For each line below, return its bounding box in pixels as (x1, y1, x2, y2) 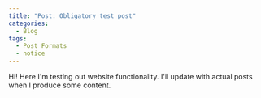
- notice (15, 49, 46, 58)
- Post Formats (15, 42, 67, 50)
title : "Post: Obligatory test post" (8, 11, 137, 20)
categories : (8, 19, 49, 28)
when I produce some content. (8, 80, 111, 90)
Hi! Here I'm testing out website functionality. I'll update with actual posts (8, 72, 254, 81)
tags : (8, 34, 27, 43)
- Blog (15, 27, 38, 35)
